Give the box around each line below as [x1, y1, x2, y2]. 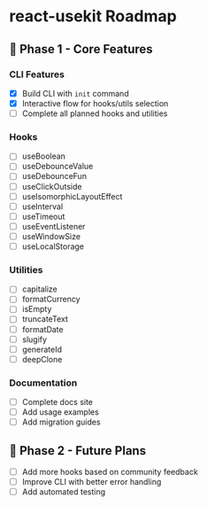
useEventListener [21, 221, 86, 231]
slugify [21, 334, 47, 345]
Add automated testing [21, 487, 106, 497]
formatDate [21, 323, 64, 334]
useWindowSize [21, 230, 81, 241]
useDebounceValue [21, 161, 94, 172]
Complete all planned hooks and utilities [21, 108, 168, 119]
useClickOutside [21, 181, 82, 191]
